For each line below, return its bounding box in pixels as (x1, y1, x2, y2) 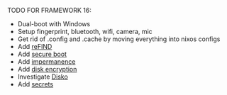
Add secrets (17, 80, 54, 88)
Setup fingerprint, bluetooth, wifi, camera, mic (17, 28, 153, 35)
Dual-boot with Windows (17, 20, 91, 28)
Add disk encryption (17, 65, 77, 73)
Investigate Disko (17, 72, 69, 81)
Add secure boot (17, 50, 67, 58)
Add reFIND (17, 43, 52, 50)
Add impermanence (17, 57, 76, 66)
